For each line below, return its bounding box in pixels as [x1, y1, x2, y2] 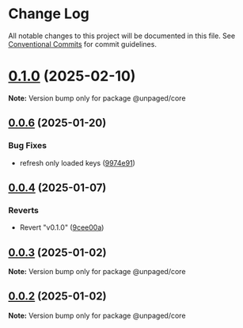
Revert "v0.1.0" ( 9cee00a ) [19, 223, 104, 232]
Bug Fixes [8, 140, 47, 151]
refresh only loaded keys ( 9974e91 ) [19, 158, 136, 167]
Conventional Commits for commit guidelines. [8, 39, 157, 48]
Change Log [8, 5, 89, 23]
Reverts [8, 204, 40, 215]
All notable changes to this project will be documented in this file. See [8, 31, 236, 40]
